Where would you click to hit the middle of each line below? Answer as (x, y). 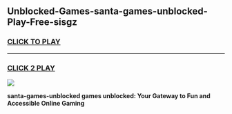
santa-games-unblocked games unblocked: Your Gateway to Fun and (109, 95)
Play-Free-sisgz (42, 22)
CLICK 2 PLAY (31, 68)
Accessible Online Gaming (46, 103)
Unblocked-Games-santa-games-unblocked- (108, 11)
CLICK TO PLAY (34, 42)
